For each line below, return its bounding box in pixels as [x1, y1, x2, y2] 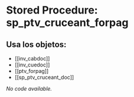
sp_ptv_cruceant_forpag [6, 16, 129, 29]
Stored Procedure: [6, 4, 99, 17]
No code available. [6, 85, 52, 92]
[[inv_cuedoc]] [14, 61, 50, 68]
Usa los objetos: [6, 39, 67, 49]
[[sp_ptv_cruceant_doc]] [14, 74, 74, 81]
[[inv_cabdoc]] [14, 55, 50, 62]
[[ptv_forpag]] [14, 68, 49, 74]
